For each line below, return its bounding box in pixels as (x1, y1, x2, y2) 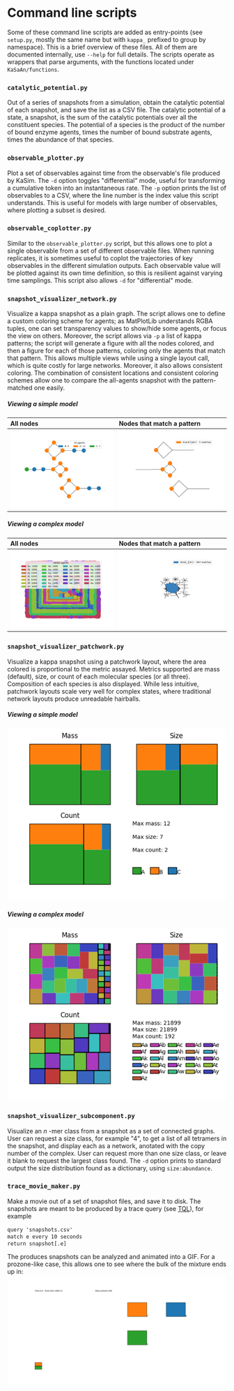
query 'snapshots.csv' (7, 1226, 73, 1233)
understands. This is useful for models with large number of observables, (7, 198, 218, 207)
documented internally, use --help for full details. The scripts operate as (7, 50, 214, 59)
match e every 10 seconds (7, 1233, 82, 1240)
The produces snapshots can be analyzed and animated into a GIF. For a (7, 1252, 215, 1260)
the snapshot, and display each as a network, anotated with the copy (7, 1141, 205, 1150)
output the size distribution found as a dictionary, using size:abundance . (7, 1163, 212, 1172)
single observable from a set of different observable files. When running (7, 246, 214, 255)
